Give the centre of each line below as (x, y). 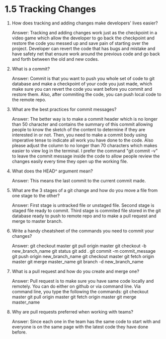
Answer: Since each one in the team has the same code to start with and (86, 321)
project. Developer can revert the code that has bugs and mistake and (83, 48)
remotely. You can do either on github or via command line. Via (76, 286)
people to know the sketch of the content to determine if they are (79, 129)
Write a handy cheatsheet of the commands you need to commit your (83, 231)
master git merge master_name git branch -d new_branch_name (78, 261)
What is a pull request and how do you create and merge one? (76, 271)
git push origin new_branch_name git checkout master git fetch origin (83, 256)
